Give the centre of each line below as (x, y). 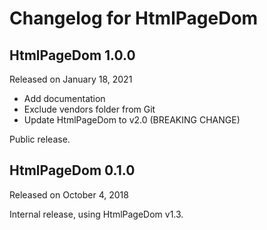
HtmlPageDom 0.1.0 (72, 170)
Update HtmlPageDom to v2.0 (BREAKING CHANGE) (132, 120)
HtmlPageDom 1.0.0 (72, 55)
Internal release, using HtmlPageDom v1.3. (96, 214)
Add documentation (64, 98)
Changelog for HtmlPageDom (134, 18)
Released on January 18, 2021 (71, 79)
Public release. (40, 139)
